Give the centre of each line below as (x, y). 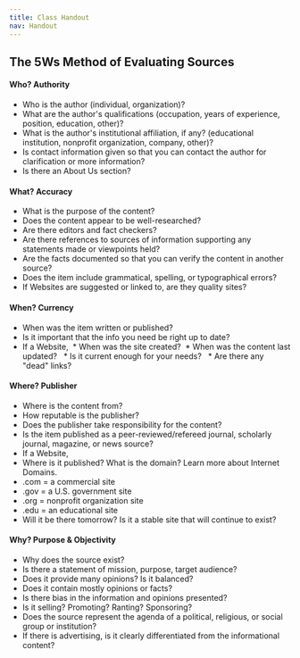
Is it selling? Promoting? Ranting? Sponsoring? (107, 607)
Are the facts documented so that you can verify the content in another (153, 259)
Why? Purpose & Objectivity (62, 540)
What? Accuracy (41, 191)
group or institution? (59, 626)
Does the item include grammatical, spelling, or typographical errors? (149, 278)
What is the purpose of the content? (88, 212)
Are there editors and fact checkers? (90, 230)
